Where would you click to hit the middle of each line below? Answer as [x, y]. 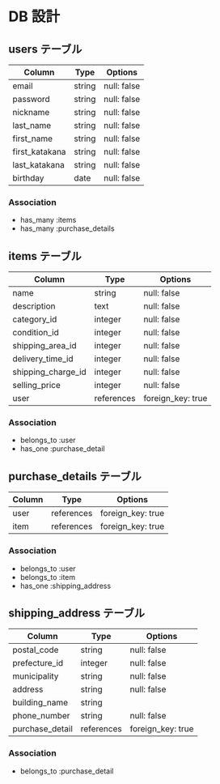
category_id [35, 319]
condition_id [36, 333]
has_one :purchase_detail [62, 449]
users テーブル [45, 49]
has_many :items [48, 220]
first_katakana [39, 152]
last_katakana [38, 165]
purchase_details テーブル [75, 476]
